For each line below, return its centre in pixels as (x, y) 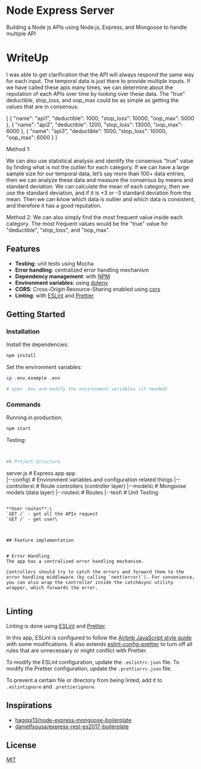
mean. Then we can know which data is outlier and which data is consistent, (101, 199)
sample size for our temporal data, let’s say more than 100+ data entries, (96, 173)
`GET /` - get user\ (32, 519)
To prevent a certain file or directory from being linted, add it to (84, 680)
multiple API (21, 33)
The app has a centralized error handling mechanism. (75, 562)
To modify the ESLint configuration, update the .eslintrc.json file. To (93, 662)
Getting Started (36, 315)
